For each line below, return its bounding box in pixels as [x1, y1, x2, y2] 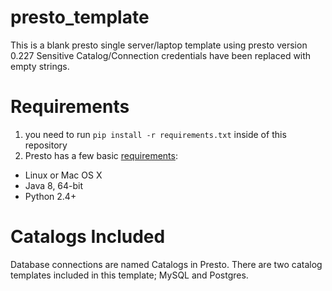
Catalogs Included [10, 226, 166, 248]
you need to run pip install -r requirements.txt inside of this [24, 128, 287, 140]
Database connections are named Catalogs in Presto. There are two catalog [10, 258, 323, 270]
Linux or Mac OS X [24, 169, 103, 181]
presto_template [10, 6, 150, 29]
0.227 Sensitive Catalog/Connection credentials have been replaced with [10, 49, 312, 61]
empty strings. [10, 60, 70, 72]
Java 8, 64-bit [24, 179, 84, 191]
